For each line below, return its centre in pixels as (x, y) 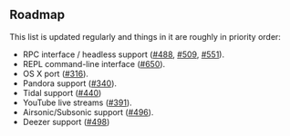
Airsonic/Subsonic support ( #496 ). (88, 112)
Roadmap (37, 15)
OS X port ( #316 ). (56, 73)
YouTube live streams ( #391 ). (77, 102)
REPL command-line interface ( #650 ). (94, 63)
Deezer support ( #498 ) (66, 121)
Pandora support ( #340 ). (69, 83)
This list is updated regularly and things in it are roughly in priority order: (145, 36)
